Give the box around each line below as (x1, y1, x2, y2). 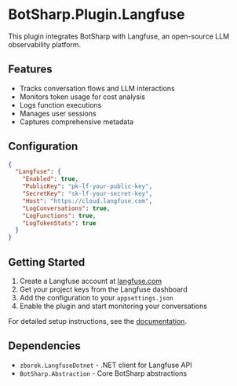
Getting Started (8, 255, 86, 269)
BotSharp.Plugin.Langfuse (8, 6, 185, 24)
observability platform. (8, 39, 82, 49)
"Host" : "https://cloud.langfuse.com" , (22, 197, 153, 205)
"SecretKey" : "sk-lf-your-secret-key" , (22, 190, 153, 198)
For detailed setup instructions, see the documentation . (8, 317, 187, 325)
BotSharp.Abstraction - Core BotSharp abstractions (19, 368, 187, 378)
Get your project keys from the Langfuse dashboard (19, 285, 188, 294)
